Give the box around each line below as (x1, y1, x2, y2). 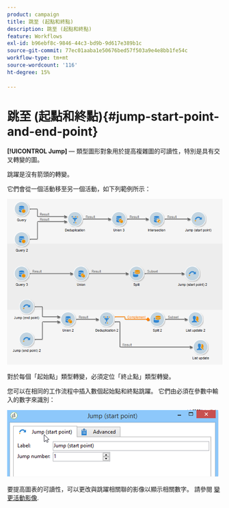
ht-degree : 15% (7, 69, 51, 75)
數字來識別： (18, 395, 55, 404)
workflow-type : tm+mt (7, 55, 69, 62)
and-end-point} (7, 123, 98, 139)
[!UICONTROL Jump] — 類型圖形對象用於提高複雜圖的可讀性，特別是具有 (7, 147, 215, 156)
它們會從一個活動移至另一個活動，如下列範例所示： (7, 185, 151, 193)
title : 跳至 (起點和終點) (7, 18, 74, 25)
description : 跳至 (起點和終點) (7, 25, 92, 32)
